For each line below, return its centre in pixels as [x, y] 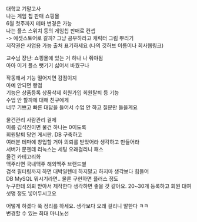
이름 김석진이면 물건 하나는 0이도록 [46, 127]
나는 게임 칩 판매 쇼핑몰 [33, 16]
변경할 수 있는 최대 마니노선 [38, 213]
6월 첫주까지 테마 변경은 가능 [39, 23]
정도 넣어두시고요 [37, 193]
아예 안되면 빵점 [24, 85]
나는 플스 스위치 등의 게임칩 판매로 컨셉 [51, 31]
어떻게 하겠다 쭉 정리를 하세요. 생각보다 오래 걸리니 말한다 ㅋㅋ [77, 206]
